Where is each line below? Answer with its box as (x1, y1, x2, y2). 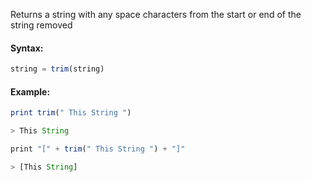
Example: (10, 85, 51, 98)
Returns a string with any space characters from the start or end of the (10, 9, 302, 20)
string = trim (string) (10, 64, 105, 74)
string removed (10, 19, 73, 31)
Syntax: (10, 42, 44, 54)
